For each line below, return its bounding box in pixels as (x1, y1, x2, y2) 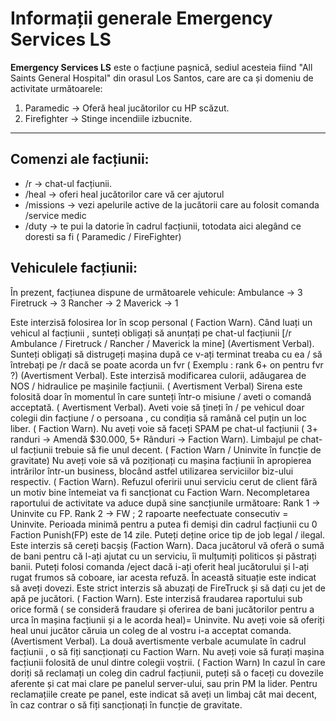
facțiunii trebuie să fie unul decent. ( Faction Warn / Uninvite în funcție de (19, 443, 322, 456)
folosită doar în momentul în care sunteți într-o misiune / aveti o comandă (10, 390, 312, 402)
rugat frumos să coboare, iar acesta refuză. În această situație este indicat (10, 571, 317, 583)
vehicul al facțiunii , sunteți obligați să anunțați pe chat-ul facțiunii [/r (10, 327, 292, 339)
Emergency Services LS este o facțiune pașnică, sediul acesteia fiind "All (10, 61, 313, 73)
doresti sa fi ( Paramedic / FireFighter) (24, 230, 182, 242)
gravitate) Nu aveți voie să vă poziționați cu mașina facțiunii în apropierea (10, 454, 312, 466)
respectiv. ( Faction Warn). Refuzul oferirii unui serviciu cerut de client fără (10, 475, 318, 487)
